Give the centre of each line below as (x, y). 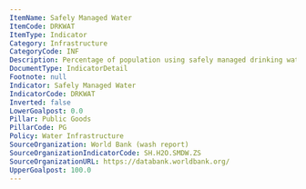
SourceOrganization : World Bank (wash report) (99, 144)
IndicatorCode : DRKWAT (52, 94)
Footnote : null (38, 77)
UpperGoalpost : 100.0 (51, 170)
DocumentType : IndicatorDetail (69, 69)
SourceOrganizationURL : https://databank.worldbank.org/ (120, 161)
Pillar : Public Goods (51, 119)
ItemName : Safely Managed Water (71, 18)
